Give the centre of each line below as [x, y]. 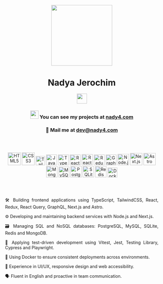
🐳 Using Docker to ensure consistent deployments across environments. [77, 257]
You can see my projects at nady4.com [87, 117]
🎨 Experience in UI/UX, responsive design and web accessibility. [70, 267]
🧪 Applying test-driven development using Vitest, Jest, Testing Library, [82, 243]
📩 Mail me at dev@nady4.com [82, 130]
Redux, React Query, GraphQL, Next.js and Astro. [54, 207]
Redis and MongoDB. [26, 233]
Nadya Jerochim [82, 83]
